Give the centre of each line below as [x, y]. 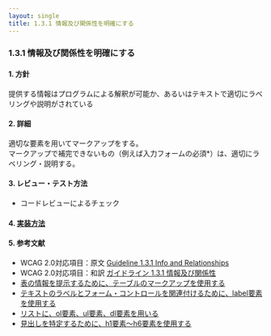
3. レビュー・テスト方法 [48, 184]
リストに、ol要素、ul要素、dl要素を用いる [89, 313]
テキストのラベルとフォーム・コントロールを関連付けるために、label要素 [141, 293]
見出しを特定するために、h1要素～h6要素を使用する [106, 323]
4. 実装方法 [27, 223]
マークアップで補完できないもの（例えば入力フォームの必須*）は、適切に [131, 153]
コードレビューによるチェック [70, 203]
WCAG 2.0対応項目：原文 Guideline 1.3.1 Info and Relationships [124, 262]
